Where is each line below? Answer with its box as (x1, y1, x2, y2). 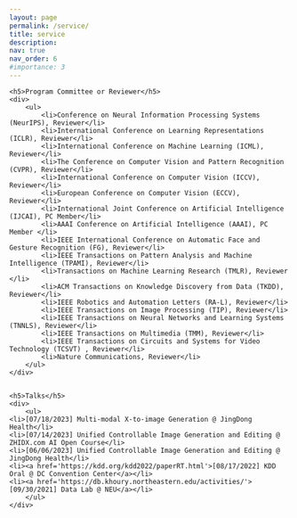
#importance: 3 (9, 63, 66, 72)
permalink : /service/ (9, 21, 90, 30)
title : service (9, 29, 66, 38)
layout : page (9, 12, 58, 22)
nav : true (9, 46, 46, 55)
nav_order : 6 (9, 54, 58, 63)
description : (9, 37, 58, 47)
